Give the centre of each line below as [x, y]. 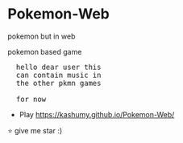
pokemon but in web [42, 36]
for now [31, 99]
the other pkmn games [58, 83]
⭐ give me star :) [35, 130]
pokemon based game [45, 51]
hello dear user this [58, 67]
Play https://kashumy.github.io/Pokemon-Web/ [97, 114]
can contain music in [58, 75]
